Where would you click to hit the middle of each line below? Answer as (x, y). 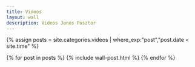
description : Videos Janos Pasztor (51, 23)
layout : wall (23, 17)
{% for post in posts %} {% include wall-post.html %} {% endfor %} (91, 58)
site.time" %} (23, 46)
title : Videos (24, 12)
